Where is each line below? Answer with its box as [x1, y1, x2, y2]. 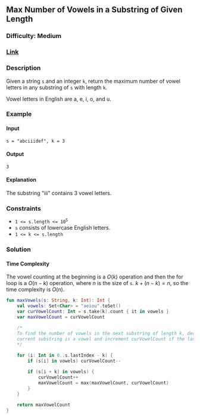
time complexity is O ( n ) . [6, 286, 65, 293]
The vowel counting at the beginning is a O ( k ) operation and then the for [6, 273, 183, 280]
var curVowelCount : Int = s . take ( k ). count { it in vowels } [17, 309, 169, 315]
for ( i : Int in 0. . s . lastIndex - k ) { [17, 352, 113, 359]
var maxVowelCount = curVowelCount [17, 314, 105, 320]
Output [6, 151, 24, 158]
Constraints [6, 204, 42, 212]
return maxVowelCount [17, 402, 70, 408]
